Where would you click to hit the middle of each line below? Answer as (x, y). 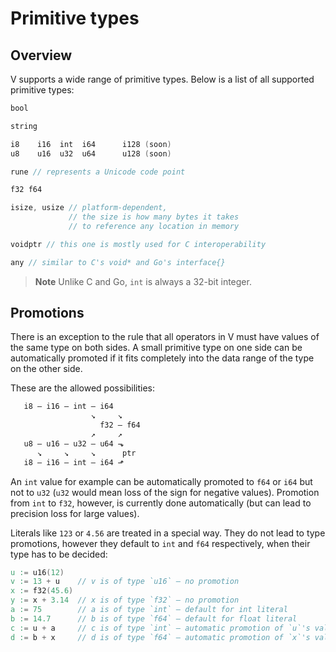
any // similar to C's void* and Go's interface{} (118, 262)
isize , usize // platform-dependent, (89, 208)
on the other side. (46, 369)
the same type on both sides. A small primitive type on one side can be (156, 348)
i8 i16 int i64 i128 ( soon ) (91, 144)
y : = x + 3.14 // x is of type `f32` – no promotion (125, 600)
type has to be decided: (59, 554)
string (24, 126)
